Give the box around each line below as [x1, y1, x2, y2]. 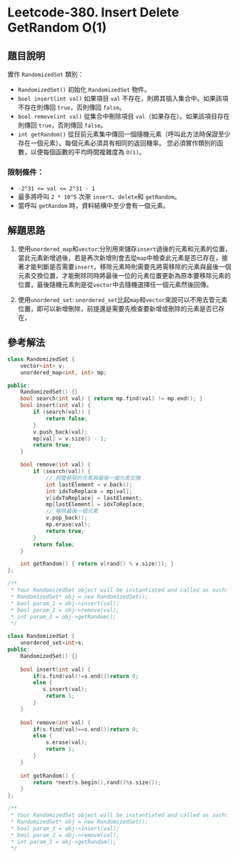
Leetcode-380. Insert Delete [7, 4, 179, 21]
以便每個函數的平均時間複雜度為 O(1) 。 [30, 148, 146, 156]
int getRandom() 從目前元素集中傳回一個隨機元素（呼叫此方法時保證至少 [17, 130, 231, 138]
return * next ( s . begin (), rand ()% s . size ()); [33, 779, 162, 786]
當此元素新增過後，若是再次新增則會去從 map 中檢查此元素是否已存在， [17, 254, 222, 262]
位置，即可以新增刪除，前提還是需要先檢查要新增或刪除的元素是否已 [17, 304, 219, 313]
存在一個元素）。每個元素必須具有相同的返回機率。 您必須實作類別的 [17, 139, 217, 147]
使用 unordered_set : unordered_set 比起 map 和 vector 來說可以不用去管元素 [17, 296, 228, 304]
